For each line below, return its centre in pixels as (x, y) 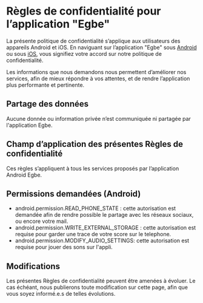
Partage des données (48, 104)
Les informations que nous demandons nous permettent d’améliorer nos (96, 72)
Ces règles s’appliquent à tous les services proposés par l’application (93, 168)
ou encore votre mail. (42, 221)
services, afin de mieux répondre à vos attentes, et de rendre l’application (98, 78)
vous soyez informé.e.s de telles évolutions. (61, 294)
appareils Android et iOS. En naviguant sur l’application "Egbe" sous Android (101, 47)
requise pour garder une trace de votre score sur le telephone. (93, 234)
